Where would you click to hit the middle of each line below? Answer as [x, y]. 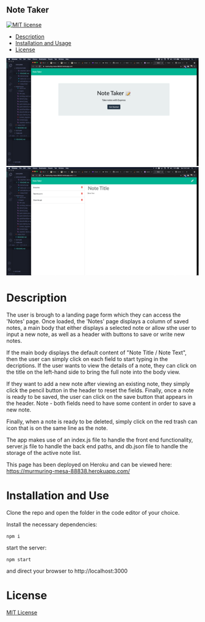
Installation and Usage [43, 43]
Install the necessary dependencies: [52, 524]
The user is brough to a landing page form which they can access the [94, 315]
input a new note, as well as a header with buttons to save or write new [95, 334]
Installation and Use [58, 495]
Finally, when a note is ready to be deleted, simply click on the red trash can [102, 421]
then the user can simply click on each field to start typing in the [87, 359]
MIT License [22, 612]
